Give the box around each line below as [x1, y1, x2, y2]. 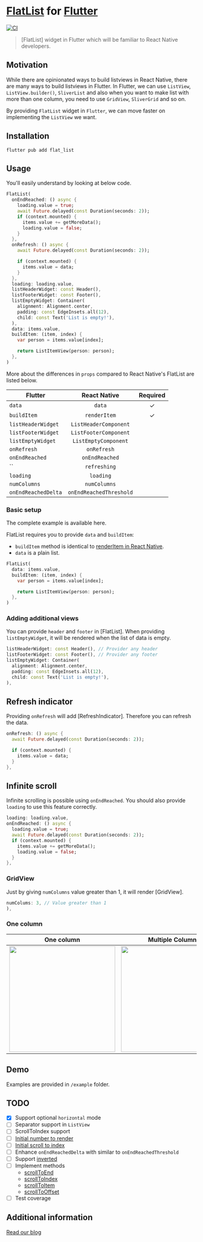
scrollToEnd [24, 1169, 54, 1176]
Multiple [147, 935, 172, 944]
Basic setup [6, 505, 42, 514]
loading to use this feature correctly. [6, 803, 97, 811]
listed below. [6, 376, 38, 384]
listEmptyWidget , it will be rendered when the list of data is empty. [6, 634, 171, 642]
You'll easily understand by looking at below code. [6, 180, 132, 187]
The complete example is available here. [6, 519, 107, 527]
